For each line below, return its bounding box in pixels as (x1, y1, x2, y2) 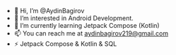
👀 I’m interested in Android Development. (13, 14, 134, 22)
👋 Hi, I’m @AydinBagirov (13, 7, 85, 15)
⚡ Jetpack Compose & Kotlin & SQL (13, 40, 117, 48)
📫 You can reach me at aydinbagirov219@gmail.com (13, 29, 168, 38)
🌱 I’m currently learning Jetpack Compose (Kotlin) (13, 22, 160, 29)
